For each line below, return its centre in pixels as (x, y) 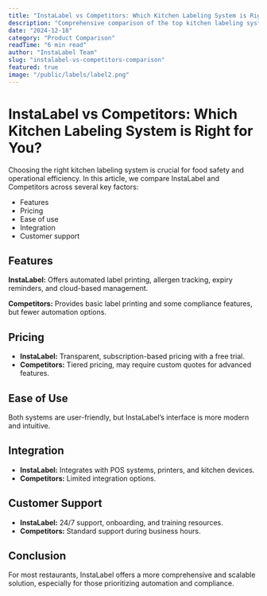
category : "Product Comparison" (62, 38)
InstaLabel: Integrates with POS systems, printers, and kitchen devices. (137, 470)
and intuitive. (29, 426)
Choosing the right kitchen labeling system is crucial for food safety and (126, 170)
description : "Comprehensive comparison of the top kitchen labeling (126, 23)
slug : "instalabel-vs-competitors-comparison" (87, 60)
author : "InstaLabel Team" (53, 52)
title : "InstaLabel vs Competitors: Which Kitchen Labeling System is (128, 15)
